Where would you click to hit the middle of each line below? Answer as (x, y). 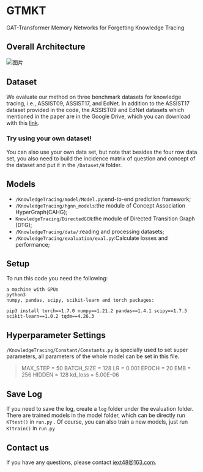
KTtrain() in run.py (31, 429)
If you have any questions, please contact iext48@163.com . (82, 462)
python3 (16, 295)
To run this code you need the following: (57, 279)
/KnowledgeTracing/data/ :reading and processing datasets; (90, 231)
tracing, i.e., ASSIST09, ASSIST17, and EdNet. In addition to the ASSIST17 (98, 103)
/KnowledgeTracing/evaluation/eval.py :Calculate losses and (91, 238)
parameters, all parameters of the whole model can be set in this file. (93, 356)
